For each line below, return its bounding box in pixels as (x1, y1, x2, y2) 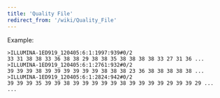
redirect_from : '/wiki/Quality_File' (7, 17, 117, 24)
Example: (7, 35, 34, 44)
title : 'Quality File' (7, 10, 73, 17)
